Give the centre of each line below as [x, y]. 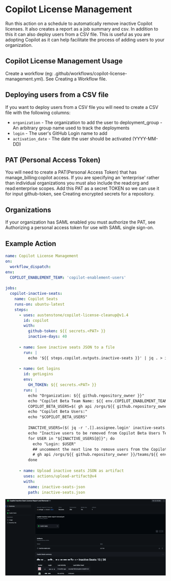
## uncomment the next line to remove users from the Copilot [100, 449]
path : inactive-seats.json [56, 492]
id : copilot [36, 320]
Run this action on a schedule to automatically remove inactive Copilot [79, 23]
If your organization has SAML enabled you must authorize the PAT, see [80, 222]
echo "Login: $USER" [54, 444]
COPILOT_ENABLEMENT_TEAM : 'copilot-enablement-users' [68, 278]
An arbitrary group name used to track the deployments [71, 128]
